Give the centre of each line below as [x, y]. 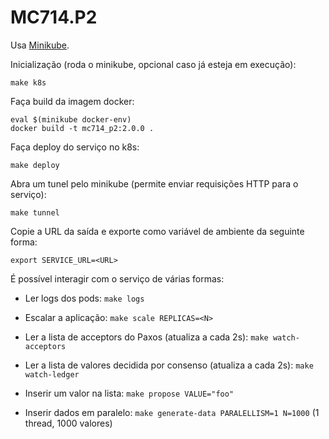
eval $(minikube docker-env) [71, 119]
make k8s [28, 82]
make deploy [35, 165]
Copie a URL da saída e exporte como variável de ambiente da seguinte [157, 231]
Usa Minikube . [40, 45]
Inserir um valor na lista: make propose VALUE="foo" [129, 393]
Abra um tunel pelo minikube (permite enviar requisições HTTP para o [154, 183]
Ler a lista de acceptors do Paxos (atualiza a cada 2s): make [146, 337]
